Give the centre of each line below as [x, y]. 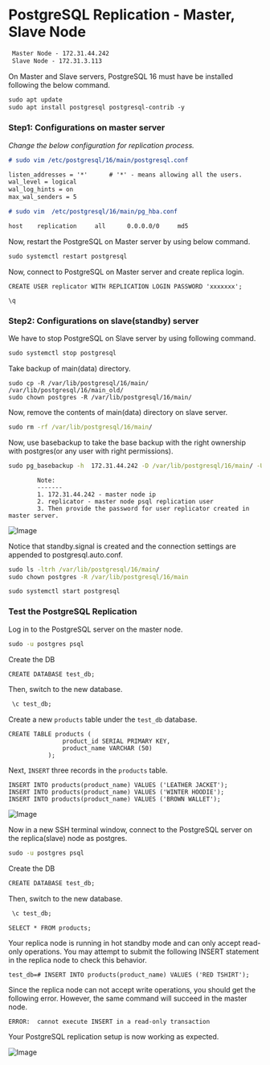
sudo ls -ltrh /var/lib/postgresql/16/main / [84, 570]
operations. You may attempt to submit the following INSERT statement [141, 951]
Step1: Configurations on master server [87, 128]
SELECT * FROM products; [50, 928]
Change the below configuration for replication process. [101, 145]
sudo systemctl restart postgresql [68, 256]
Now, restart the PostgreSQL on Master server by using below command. [129, 241]
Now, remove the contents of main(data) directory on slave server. [118, 412]
